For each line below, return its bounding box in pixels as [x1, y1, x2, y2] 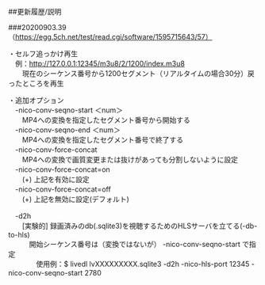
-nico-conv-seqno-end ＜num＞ [14, 125, 121, 135]
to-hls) [8, 230, 30, 239]
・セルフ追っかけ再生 [8, 49, 78, 58]
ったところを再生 [8, 78, 64, 88]
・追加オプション [8, 96, 64, 104]
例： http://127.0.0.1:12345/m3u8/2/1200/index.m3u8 [14, 59, 185, 68]
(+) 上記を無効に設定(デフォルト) [21, 195, 129, 203]
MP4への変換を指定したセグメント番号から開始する [21, 116, 190, 124]
